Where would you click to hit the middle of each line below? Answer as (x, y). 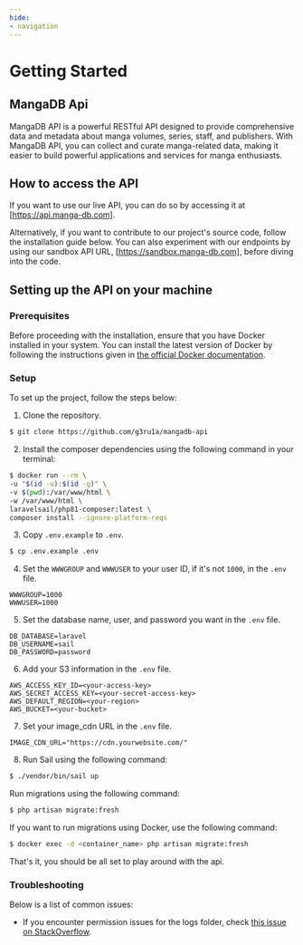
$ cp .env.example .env (54, 552)
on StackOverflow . (57, 932)
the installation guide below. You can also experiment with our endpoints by (150, 242)
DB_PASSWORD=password (50, 652)
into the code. (35, 261)
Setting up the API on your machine (111, 289)
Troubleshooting (47, 884)
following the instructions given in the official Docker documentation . (137, 355)
